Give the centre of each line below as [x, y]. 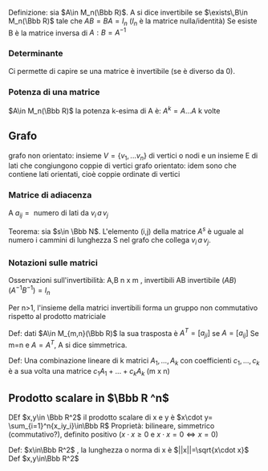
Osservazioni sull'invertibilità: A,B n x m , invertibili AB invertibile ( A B [121, 281]
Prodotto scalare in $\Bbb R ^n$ [89, 398]
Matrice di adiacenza [50, 195]
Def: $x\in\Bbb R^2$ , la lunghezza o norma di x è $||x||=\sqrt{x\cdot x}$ [129, 450]
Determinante [36, 54]
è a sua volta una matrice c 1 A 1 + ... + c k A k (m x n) [89, 372]
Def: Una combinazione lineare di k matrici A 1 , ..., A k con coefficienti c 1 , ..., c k [134, 361]
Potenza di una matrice [54, 92]
